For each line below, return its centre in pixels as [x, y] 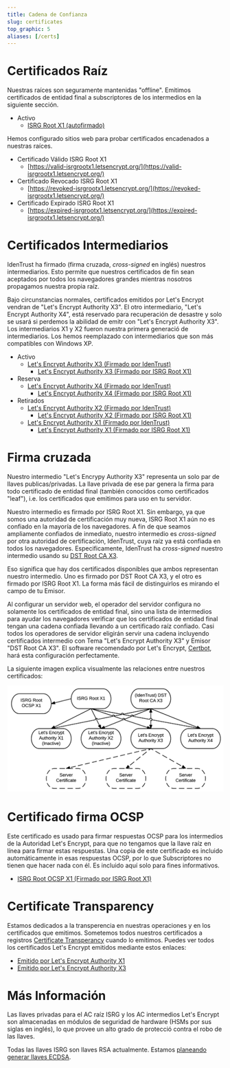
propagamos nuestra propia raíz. [53, 287]
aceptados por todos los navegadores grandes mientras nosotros [100, 279]
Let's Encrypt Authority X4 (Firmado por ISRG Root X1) [115, 393]
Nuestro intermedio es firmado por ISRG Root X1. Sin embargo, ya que [106, 512]
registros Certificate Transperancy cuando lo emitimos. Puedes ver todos [111, 940]
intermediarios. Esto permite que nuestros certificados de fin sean [101, 272]
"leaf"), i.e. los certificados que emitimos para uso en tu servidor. [100, 499]
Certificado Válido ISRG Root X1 [62, 159]
